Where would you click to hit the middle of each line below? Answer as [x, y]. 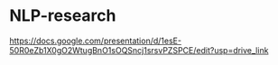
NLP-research [63, 16]
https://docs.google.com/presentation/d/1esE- [96, 41]
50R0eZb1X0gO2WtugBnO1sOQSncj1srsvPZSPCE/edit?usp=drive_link [139, 50]
